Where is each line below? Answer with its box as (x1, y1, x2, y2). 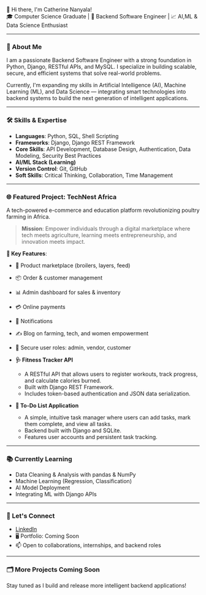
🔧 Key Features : (6, 249, 47, 257)
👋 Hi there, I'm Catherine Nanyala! (6, 6, 92, 13)
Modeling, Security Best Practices (15, 152, 101, 159)
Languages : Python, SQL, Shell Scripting (15, 132, 119, 139)
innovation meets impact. (21, 238, 86, 245)
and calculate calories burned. (24, 376, 102, 384)
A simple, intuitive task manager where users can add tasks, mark (24, 413, 191, 421)
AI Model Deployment (15, 484, 71, 491)
